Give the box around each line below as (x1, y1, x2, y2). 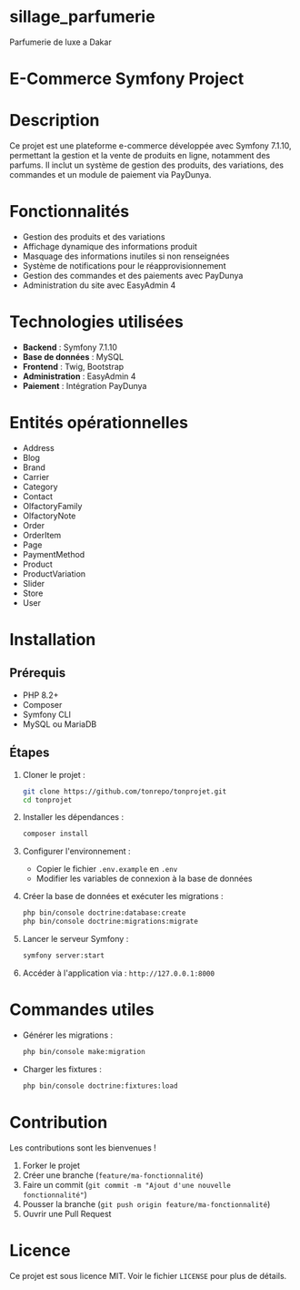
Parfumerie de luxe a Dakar (9, 36, 112, 47)
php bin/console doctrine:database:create (22, 908, 186, 917)
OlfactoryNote (22, 510, 76, 521)
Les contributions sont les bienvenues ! (9, 1142, 156, 1153)
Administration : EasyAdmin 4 (22, 371, 136, 382)
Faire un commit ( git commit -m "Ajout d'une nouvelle (22, 1179, 232, 1190)
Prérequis (9, 665, 66, 681)
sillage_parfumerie (9, 6, 156, 27)
